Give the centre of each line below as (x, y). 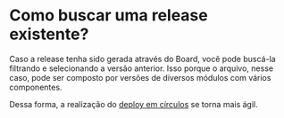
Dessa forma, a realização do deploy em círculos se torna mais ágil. (134, 104)
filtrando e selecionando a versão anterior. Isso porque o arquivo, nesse (142, 68)
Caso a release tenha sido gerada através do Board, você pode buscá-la (142, 59)
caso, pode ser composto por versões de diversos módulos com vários (140, 77)
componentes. (36, 87)
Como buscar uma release (109, 16)
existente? (49, 34)
